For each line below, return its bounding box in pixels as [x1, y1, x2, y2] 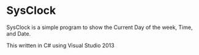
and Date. [6, 30, 31, 37]
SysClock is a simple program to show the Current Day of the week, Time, [6, 24, 193, 31]
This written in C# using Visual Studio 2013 [6, 42, 115, 49]
